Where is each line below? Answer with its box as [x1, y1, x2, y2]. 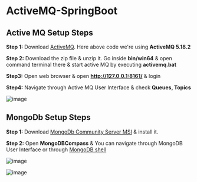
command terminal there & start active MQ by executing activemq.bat [6, 61, 177, 68]
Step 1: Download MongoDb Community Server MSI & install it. [6, 128, 159, 135]
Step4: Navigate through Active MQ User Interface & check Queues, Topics [6, 84, 192, 91]
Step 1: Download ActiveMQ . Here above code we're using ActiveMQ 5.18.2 [6, 43, 191, 50]
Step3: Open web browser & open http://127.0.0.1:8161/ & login [6, 73, 161, 79]
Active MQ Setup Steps [6, 28, 93, 38]
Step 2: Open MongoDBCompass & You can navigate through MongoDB [6, 139, 183, 147]
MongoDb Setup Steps [6, 112, 91, 122]
